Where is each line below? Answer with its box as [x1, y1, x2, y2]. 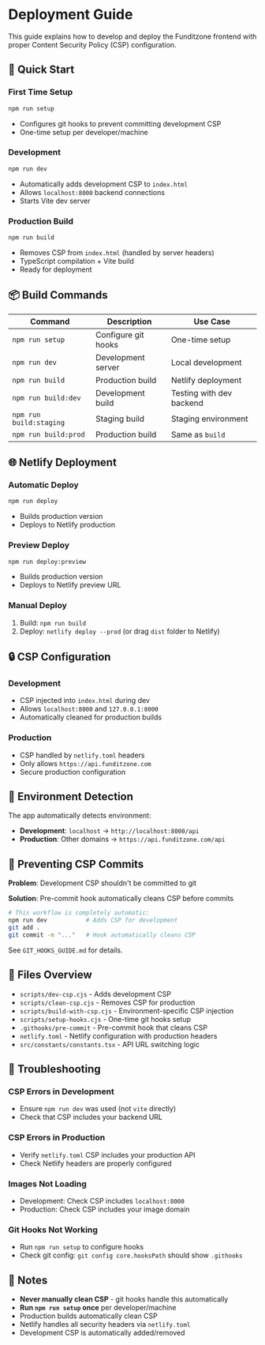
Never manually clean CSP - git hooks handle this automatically [19, 1294, 229, 1304]
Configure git [95, 329, 144, 340]
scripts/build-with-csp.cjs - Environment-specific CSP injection [19, 1005, 234, 1016]
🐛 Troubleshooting [8, 1062, 101, 1076]
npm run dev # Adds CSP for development [8, 916, 178, 925]
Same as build [170, 429, 226, 440]
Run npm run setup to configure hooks [19, 1242, 144, 1252]
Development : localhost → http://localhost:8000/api [19, 826, 200, 836]
